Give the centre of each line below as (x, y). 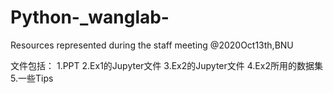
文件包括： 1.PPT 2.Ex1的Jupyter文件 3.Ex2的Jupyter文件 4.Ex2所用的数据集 (166, 65)
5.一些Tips (32, 78)
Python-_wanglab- (90, 17)
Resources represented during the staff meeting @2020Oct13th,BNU (152, 45)
